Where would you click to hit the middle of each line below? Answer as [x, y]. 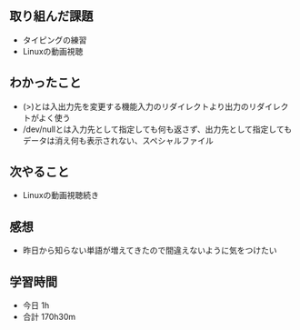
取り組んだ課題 [51, 16]
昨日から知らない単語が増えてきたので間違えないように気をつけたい [150, 250]
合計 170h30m [49, 317]
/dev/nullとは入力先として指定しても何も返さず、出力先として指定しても [157, 129]
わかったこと [45, 83]
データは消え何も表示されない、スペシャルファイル [118, 140]
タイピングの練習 [55, 40]
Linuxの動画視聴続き [61, 195]
